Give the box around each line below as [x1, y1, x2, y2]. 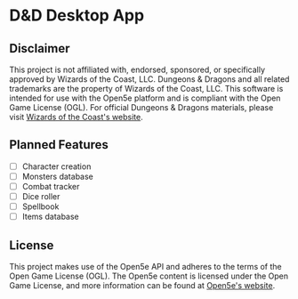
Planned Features [9, 137, 109, 152]
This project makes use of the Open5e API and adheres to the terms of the [9, 262, 282, 271]
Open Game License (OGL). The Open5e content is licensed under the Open [9, 271, 289, 281]
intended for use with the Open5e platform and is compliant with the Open [9, 93, 281, 103]
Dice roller [21, 191, 60, 201]
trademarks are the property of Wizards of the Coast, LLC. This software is [9, 84, 284, 93]
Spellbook [21, 201, 60, 212]
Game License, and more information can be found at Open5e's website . [9, 280, 276, 290]
